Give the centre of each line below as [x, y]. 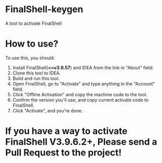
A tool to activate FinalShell [34, 23]
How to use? [32, 44]
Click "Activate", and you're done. [48, 110]
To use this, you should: [30, 58]
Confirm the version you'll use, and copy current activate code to [80, 100]
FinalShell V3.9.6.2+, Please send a [81, 142]
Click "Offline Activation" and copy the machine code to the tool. [80, 94]
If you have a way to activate [66, 131]
